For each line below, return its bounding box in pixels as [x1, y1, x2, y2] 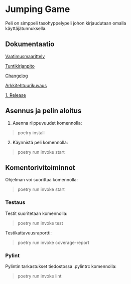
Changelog [5, 73, 28, 79]
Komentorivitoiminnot [5, 163, 75, 172]
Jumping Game [5, 4, 70, 15]
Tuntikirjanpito [5, 63, 35, 69]
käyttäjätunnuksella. [5, 25, 47, 31]
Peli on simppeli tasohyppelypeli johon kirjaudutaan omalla [5, 20, 126, 26]
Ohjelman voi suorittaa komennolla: [5, 177, 78, 183]
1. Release [5, 92, 26, 98]
